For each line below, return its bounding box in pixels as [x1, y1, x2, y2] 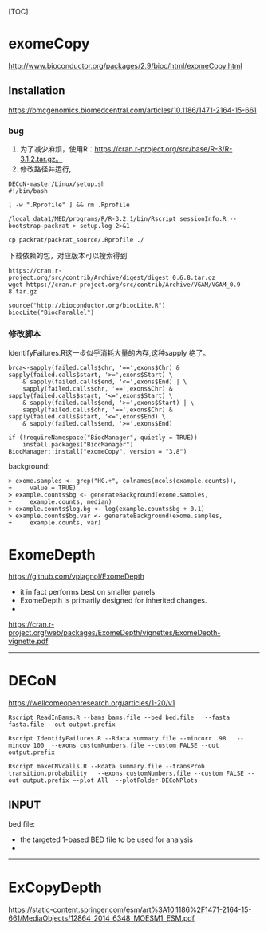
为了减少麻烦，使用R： [19, 144, 95, 154]
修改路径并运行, [19, 164, 72, 174]
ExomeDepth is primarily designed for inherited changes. [19, 595, 207, 605]
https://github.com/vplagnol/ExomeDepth [8, 572, 145, 581]
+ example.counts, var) [8, 519, 102, 527]
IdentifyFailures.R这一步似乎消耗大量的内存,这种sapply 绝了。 [8, 348, 211, 358]
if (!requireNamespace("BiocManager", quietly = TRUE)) [8, 434, 198, 442]
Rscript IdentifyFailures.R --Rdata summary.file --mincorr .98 [8, 735, 227, 743]
